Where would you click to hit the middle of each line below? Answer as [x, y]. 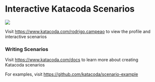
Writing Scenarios [27, 49]
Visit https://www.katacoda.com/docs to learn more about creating [72, 60]
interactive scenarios [26, 36]
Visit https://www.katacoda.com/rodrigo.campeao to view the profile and [78, 31]
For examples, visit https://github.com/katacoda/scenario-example [71, 74]
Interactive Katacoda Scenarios [70, 9]
